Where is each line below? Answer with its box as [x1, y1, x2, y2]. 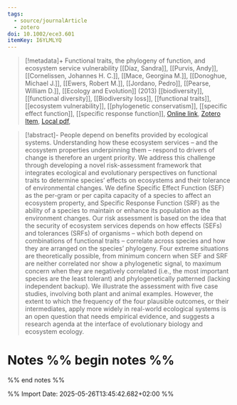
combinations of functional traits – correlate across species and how [24, 236, 226, 246]
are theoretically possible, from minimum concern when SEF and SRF [24, 252, 228, 261]
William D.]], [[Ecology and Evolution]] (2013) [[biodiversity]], [24, 87, 204, 95]
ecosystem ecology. [24, 327, 85, 336]
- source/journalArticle [14, 17, 88, 24]
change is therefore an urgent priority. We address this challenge [24, 154, 216, 162]
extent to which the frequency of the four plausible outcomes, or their [24, 297, 229, 306]
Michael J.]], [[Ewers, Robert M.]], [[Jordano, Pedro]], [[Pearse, [24, 79, 211, 88]
